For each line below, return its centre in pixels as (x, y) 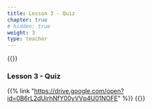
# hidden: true (29, 26)
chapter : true (28, 20)
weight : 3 (21, 33)
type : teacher (28, 39)
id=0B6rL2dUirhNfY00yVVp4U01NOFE (63, 98)
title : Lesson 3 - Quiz (41, 13)
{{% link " (21, 91)
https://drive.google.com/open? (79, 91)
